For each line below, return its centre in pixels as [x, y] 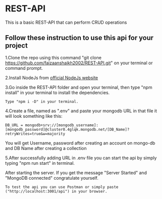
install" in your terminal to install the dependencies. [57, 93]
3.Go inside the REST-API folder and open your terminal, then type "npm [79, 87]
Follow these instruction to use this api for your [79, 38]
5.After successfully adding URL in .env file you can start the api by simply [81, 158]
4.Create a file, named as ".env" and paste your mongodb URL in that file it [81, 111]
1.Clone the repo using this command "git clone [53, 57]
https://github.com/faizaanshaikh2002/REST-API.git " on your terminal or [79, 63]
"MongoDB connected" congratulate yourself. [52, 178]
